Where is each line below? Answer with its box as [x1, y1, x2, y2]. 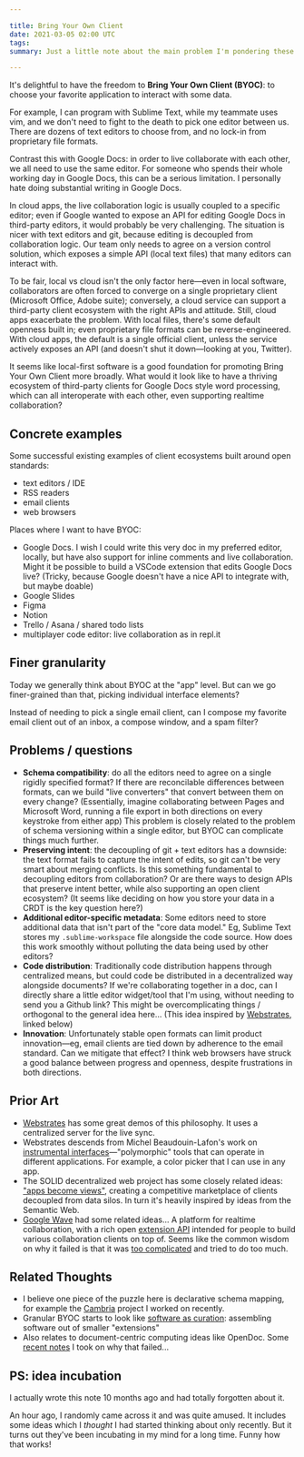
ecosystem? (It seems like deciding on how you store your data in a [22, 893, 275, 904]
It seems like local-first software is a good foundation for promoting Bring [9, 361, 284, 372]
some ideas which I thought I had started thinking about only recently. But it [9, 1420, 292, 1431]
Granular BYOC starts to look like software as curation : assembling [22, 1312, 272, 1324]
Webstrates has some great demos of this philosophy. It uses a [22, 1117, 259, 1128]
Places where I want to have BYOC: [9, 524, 142, 535]
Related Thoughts [9, 1269, 113, 1284]
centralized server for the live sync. [22, 1127, 156, 1138]
